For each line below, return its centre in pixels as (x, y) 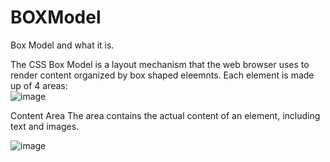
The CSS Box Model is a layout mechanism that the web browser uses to (160, 64)
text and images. (45, 126)
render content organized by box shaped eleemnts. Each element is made (162, 75)
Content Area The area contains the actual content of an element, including (165, 115)
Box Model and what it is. (62, 45)
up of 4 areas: (39, 85)
